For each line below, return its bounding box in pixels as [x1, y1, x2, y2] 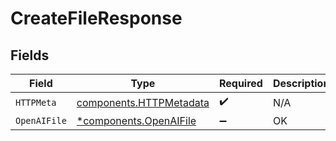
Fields [10, 47, 50, 64]
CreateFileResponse [10, 7, 183, 30]
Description [272, 77, 330, 90]
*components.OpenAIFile [76, 114, 197, 127]
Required [218, 77, 263, 90]
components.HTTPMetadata [76, 95, 210, 109]
